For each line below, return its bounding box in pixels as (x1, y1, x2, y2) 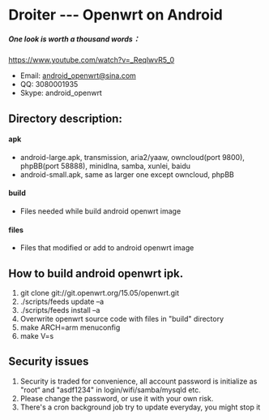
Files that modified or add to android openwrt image (19, 243, 194, 253)
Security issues (8, 355, 89, 369)
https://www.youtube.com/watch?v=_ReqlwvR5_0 (8, 55, 175, 65)
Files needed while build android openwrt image (19, 206, 181, 216)
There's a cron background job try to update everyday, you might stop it (19, 402, 261, 412)
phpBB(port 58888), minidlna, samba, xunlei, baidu (19, 161, 191, 171)
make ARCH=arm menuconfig (19, 323, 121, 332)
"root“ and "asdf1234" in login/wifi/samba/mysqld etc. (19, 384, 201, 395)
